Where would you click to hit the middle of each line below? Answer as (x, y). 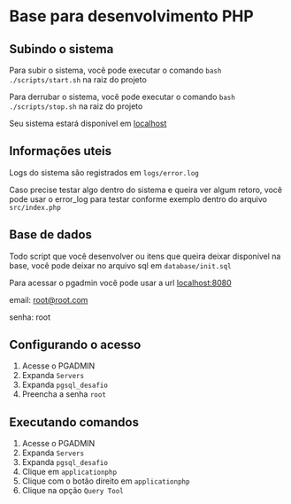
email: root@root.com (49, 299)
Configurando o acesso (75, 345)
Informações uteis (61, 151)
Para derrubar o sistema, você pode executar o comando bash (123, 97)
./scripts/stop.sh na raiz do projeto (76, 106)
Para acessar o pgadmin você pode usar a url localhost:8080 (120, 283)
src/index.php (35, 207)
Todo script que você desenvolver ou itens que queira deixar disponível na (145, 256)
